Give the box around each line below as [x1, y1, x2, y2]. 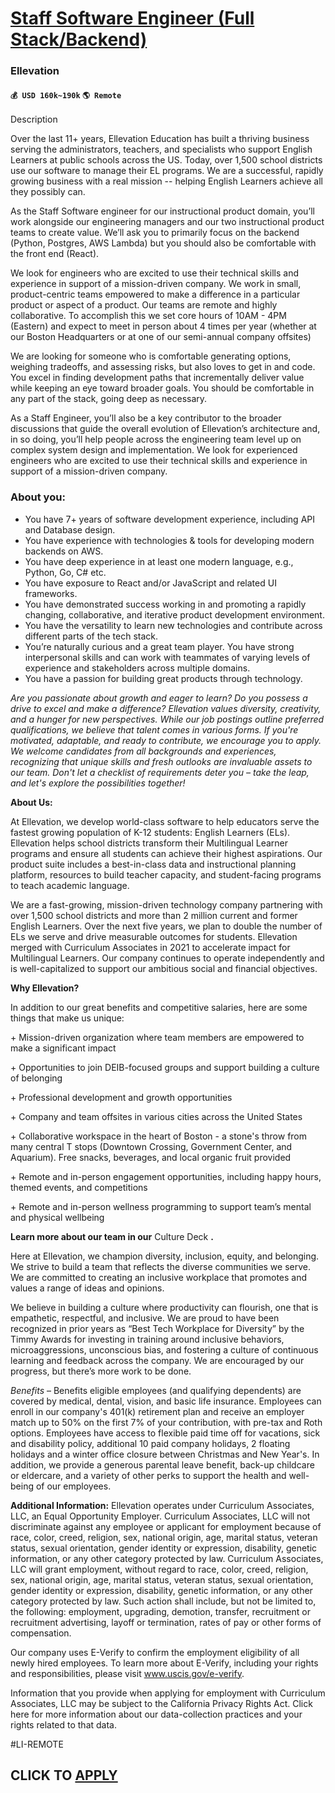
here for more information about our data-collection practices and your [10, 1708, 303, 1720]
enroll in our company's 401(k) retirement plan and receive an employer [10, 1405, 305, 1417]
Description [10, 113, 58, 126]
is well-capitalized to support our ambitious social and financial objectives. [10, 962, 318, 974]
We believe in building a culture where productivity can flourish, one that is [10, 1301, 319, 1313]
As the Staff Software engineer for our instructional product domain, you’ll [10, 205, 315, 217]
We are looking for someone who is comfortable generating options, [10, 350, 292, 362]
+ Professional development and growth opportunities [10, 1091, 233, 1103]
